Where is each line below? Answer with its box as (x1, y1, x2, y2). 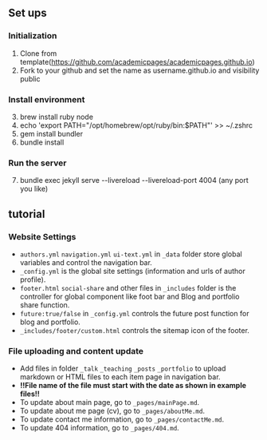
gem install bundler (19, 129, 84, 138)
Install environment (8, 93, 85, 105)
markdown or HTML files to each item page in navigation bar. (19, 372, 221, 382)
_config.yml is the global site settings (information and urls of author (19, 266, 245, 275)
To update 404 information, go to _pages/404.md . (19, 423, 179, 433)
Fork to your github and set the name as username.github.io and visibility (19, 65, 260, 75)
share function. (19, 299, 70, 310)
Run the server (8, 157, 67, 168)
